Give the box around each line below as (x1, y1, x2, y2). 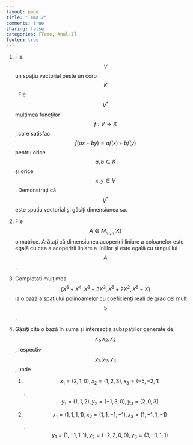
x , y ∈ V (95, 177, 116, 184)
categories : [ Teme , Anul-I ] (6, 31, 77, 37)
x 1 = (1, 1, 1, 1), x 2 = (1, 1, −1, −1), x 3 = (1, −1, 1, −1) (52, 411, 167, 420)
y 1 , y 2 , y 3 (95, 355, 116, 364)
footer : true (6, 37, 39, 43)
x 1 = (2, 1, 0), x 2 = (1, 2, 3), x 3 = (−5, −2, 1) (60, 377, 161, 387)
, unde (14, 366, 31, 373)
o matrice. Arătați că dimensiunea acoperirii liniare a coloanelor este (14, 238, 184, 245)
